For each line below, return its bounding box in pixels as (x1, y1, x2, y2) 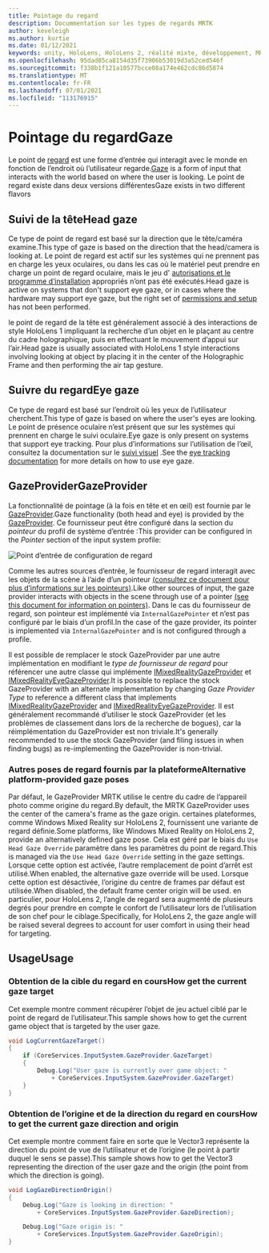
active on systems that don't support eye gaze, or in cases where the (8, 285, 237, 294)
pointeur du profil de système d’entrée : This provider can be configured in (8, 526, 252, 536)
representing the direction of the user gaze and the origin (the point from (8, 1161, 248, 1171)
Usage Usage (8, 952, 74, 965)
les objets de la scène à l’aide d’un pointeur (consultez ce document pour (8, 574, 250, 584)
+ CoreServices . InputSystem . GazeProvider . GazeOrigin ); (37, 1231, 224, 1239)
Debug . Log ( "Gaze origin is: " (22, 1222, 124, 1231)
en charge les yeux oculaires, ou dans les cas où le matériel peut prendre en (8, 259, 260, 269)
